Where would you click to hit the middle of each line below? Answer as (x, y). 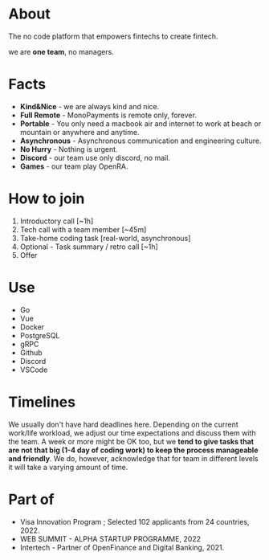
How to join (47, 199)
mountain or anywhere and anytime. (79, 132)
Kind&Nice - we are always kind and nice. (90, 106)
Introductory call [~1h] (57, 221)
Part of (31, 499)
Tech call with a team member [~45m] (83, 229)
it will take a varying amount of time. (68, 467)
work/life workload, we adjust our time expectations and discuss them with (132, 433)
